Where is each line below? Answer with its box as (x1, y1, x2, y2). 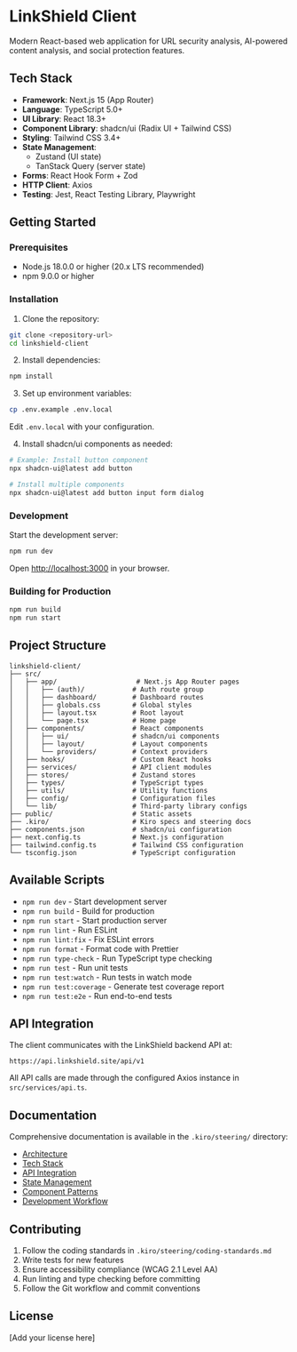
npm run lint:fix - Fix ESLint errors (21, 933, 155, 944)
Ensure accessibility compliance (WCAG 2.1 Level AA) (21, 1264, 219, 1275)
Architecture (21, 1148, 68, 1159)
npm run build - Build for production (21, 905, 155, 916)
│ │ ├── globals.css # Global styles (9, 700, 192, 709)
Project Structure (9, 638, 106, 653)
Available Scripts (9, 873, 105, 888)
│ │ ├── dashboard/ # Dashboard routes (9, 692, 204, 701)
